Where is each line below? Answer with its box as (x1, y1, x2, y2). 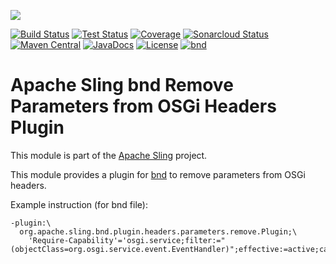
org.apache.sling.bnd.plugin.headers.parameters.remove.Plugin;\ (19, 226, 298, 237)
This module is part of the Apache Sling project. (10, 149, 208, 161)
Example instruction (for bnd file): (10, 198, 148, 210)
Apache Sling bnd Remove (10, 74, 234, 97)
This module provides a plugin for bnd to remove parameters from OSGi (10, 168, 306, 180)
